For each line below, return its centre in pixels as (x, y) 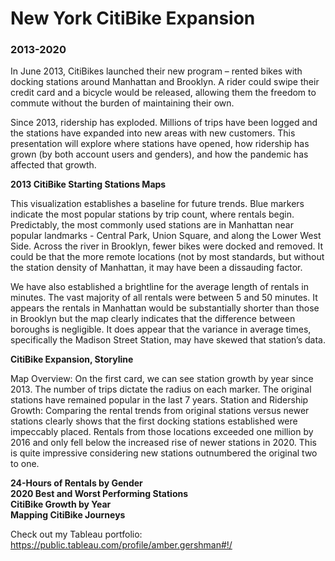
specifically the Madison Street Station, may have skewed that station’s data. (168, 340)
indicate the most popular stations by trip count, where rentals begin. (152, 214)
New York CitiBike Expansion (133, 18)
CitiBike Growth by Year (61, 504)
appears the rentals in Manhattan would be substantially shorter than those (165, 308)
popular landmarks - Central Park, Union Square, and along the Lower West (166, 236)
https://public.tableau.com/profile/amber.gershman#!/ (121, 545)
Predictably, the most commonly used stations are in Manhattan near (152, 225)
